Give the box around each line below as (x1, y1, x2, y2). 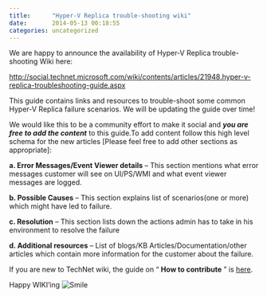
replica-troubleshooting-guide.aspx (9, 80, 126, 90)
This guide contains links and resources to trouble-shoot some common (9, 96, 245, 106)
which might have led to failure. (9, 201, 112, 211)
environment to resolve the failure (9, 225, 120, 235)
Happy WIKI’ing (9, 280, 61, 290)
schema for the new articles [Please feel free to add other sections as (9, 137, 238, 147)
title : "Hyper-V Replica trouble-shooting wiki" (9, 11, 192, 20)
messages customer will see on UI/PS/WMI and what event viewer (9, 169, 227, 179)
